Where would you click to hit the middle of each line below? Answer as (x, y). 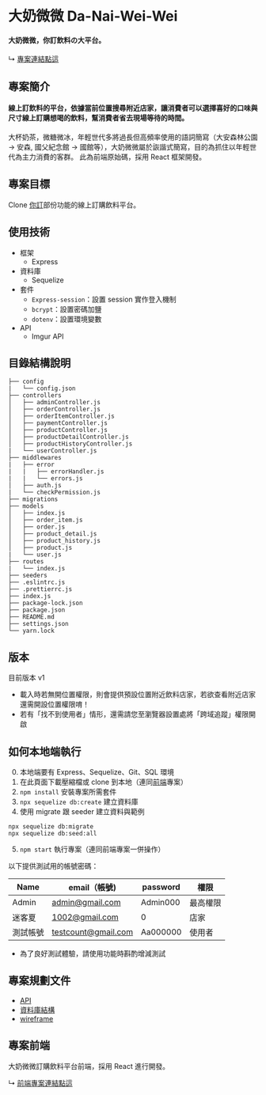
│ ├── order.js (37, 527)
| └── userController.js (53, 451)
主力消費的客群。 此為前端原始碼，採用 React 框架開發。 (114, 157)
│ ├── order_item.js (46, 520)
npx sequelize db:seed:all (53, 834)
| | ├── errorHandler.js (56, 472)
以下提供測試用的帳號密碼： (53, 866)
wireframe (36, 1018)
